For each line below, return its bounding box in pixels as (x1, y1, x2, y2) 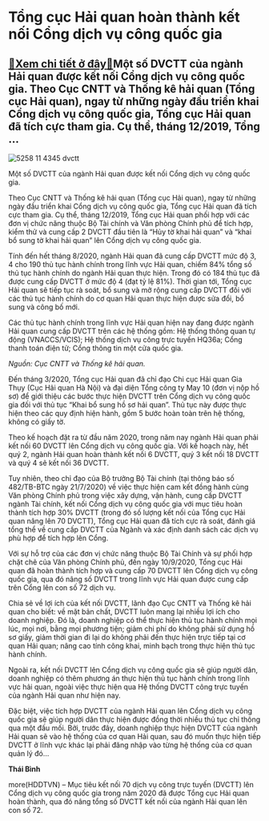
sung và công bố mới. (8, 302, 80, 312)
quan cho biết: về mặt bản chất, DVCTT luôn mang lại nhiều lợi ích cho (8, 607, 240, 617)
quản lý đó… (8, 749, 50, 758)
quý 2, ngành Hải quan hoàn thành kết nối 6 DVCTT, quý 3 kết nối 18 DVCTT (8, 450, 259, 459)
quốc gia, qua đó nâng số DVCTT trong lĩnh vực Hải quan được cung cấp (8, 574, 249, 584)
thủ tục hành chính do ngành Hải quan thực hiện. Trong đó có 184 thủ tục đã (8, 269, 260, 277)
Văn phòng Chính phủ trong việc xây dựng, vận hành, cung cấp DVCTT (8, 491, 243, 500)
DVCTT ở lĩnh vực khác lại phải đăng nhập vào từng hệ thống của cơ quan (8, 740, 252, 750)
